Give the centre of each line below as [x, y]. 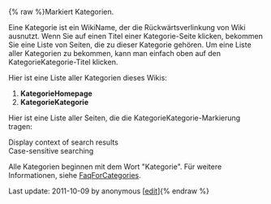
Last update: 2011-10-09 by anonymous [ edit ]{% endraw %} [109, 191]
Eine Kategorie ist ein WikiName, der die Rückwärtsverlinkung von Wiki [127, 27]
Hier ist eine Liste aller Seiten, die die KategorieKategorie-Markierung [125, 118]
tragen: [20, 126]
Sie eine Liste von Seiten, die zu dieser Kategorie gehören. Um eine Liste [130, 45]
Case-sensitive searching [51, 151]
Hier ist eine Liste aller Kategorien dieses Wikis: [88, 78]
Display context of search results [64, 142]
